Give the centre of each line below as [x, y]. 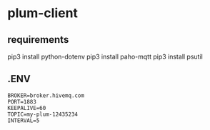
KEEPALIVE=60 [27, 108]
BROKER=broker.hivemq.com [46, 95]
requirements [38, 40]
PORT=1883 [22, 101]
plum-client [43, 13]
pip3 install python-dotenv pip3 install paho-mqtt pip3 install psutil [105, 56]
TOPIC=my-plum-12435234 [43, 114]
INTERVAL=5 [24, 120]
